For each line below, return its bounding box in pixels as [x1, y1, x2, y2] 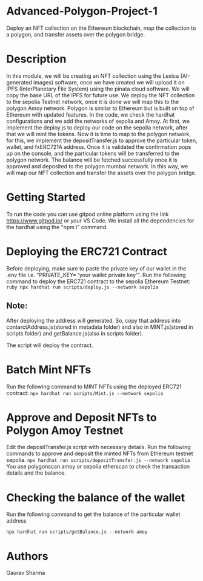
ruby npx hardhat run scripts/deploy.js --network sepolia [6, 284, 159, 290]
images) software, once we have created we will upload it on [33, 78, 185, 86]
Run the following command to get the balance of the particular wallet [6, 511, 181, 518]
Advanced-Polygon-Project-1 [6, 4, 158, 18]
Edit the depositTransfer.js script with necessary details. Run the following [6, 444, 191, 451]
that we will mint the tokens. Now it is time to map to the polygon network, [6, 130, 191, 137]
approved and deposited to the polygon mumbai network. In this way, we [6, 162, 188, 170]
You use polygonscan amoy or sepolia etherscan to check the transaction [6, 463, 190, 470]
